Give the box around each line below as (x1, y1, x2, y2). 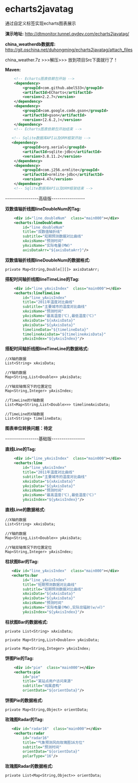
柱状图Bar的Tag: (5, 559, 39, 565)
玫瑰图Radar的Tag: (5, 717, 44, 723)
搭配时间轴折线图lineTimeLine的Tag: (5, 276, 80, 282)
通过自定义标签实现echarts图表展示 (5, 20, 76, 26)
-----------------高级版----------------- (5, 195, 85, 201)
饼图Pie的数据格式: (5, 697, 43, 703)
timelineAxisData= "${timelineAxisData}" (23, 332, 106, 337)
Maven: (5, 66, 21, 72)
